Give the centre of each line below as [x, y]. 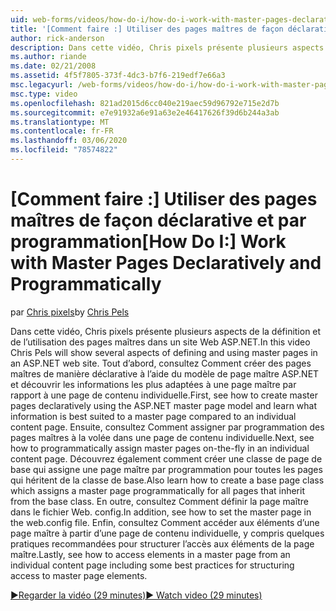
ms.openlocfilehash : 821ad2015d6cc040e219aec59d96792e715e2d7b [145, 103]
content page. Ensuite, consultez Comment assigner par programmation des [167, 427]
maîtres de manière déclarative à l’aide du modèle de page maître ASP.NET [165, 373]
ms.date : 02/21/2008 [53, 66]
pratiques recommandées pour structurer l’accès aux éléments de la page [162, 543]
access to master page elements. [79, 575]
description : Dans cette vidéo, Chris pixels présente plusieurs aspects [167, 47]
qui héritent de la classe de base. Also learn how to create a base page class [167, 480]
